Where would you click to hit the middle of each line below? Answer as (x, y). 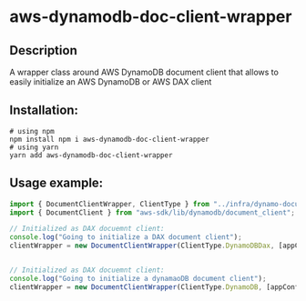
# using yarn (34, 147)
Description (43, 50)
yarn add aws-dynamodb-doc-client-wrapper (91, 155)
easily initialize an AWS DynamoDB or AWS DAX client (111, 82)
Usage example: (56, 183)
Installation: (44, 110)
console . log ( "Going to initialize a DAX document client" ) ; (126, 237)
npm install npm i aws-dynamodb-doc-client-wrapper (109, 139)
